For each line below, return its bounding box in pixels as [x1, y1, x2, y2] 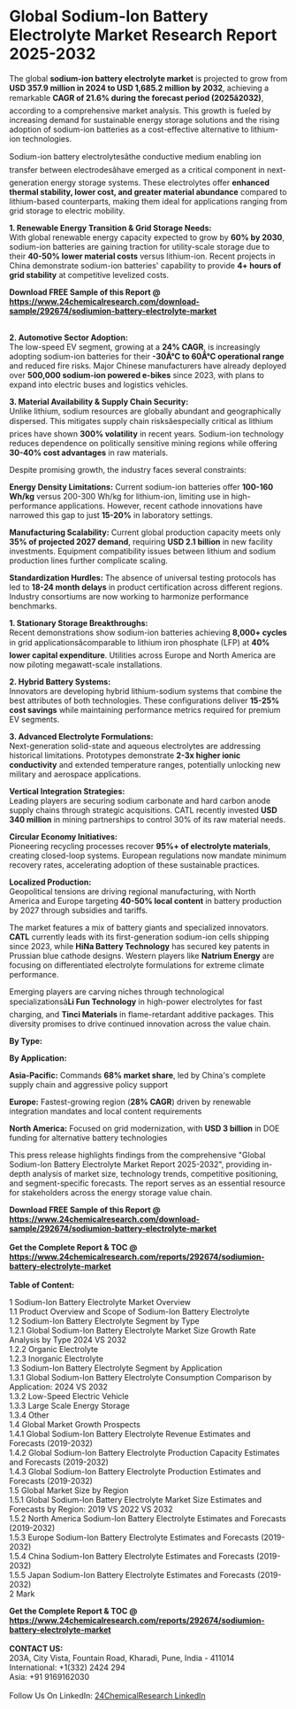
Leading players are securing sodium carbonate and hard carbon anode [9, 795, 271, 806]
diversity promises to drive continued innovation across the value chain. [9, 1018, 271, 1029]
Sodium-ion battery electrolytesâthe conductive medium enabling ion [9, 151, 262, 161]
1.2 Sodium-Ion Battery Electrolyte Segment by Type [9, 1315, 201, 1326]
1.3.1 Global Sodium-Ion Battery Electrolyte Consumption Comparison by [9, 1372, 272, 1382]
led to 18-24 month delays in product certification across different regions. [9, 582, 283, 592]
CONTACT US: [9, 1643, 64, 1653]
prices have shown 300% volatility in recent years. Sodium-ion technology [9, 428, 285, 439]
